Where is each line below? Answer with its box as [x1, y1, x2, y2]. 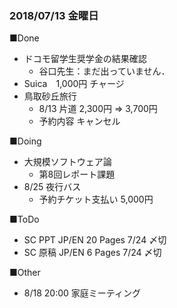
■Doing [9, 135, 42, 147]
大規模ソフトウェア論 [23, 156, 112, 168]
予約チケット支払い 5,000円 [38, 193, 154, 206]
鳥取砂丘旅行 [23, 90, 77, 102]
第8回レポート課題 [38, 168, 116, 181]
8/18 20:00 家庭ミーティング [23, 287, 141, 299]
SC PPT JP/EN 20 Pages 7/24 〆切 [23, 234, 167, 246]
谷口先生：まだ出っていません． [38, 65, 171, 77]
